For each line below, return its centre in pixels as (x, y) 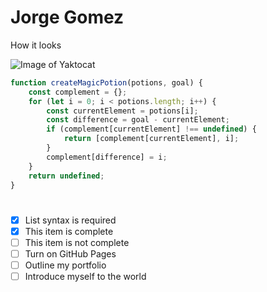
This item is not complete (77, 242)
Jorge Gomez (67, 17)
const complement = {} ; (78, 92)
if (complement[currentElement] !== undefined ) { (151, 129)
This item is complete (69, 231)
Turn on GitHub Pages (70, 253)
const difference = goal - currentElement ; (138, 120)
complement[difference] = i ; (107, 157)
